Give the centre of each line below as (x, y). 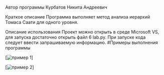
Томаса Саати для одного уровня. (42, 22)
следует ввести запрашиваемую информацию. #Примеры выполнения (81, 42)
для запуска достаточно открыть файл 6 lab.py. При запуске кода (75, 37)
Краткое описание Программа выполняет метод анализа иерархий (78, 17)
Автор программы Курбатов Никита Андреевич (56, 7)
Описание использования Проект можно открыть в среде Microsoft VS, (82, 32)
